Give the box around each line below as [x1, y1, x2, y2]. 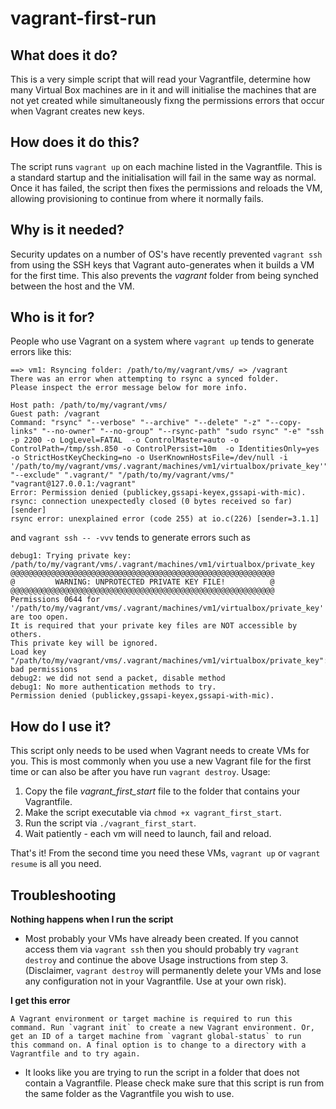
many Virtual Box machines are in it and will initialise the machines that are [10, 84, 317, 96]
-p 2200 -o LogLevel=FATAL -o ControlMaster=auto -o [10, 435, 240, 446]
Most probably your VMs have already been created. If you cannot [24, 933, 299, 945]
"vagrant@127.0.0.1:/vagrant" [10, 479, 137, 489]
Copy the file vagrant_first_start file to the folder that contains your [24, 785, 301, 797]
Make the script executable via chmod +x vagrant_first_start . [24, 807, 282, 819]
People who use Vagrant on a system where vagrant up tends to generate [10, 335, 315, 347]
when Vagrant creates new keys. [10, 105, 145, 117]
